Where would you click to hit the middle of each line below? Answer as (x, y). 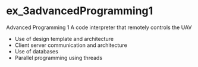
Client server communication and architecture (71, 45)
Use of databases (36, 51)
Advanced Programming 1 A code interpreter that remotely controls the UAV (99, 27)
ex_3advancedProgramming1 (80, 11)
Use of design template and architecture (64, 39)
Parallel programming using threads (59, 58)
